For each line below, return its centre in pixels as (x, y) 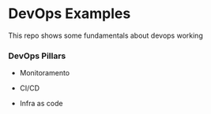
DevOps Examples (70, 14)
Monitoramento (45, 73)
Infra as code (41, 104)
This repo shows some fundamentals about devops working (105, 35)
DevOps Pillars (37, 56)
